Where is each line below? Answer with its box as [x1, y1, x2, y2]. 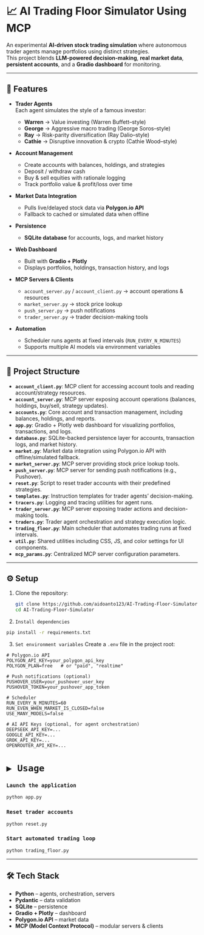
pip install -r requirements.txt [6, 630, 91, 636]
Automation [15, 325, 46, 332]
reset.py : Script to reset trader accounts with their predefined [15, 479, 171, 487]
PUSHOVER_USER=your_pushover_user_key [6, 679, 104, 685]
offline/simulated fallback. [15, 453, 80, 461]
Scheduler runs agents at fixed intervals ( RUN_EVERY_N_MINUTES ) [24, 337, 181, 344]
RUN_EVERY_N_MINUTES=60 [6, 700, 67, 706]
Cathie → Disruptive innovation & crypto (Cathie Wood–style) [24, 137, 177, 145]
